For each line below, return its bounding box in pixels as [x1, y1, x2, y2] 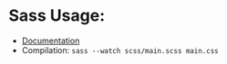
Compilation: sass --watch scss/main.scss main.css [21, 44, 220, 55]
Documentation [21, 35, 80, 46]
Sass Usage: [8, 5, 106, 26]
